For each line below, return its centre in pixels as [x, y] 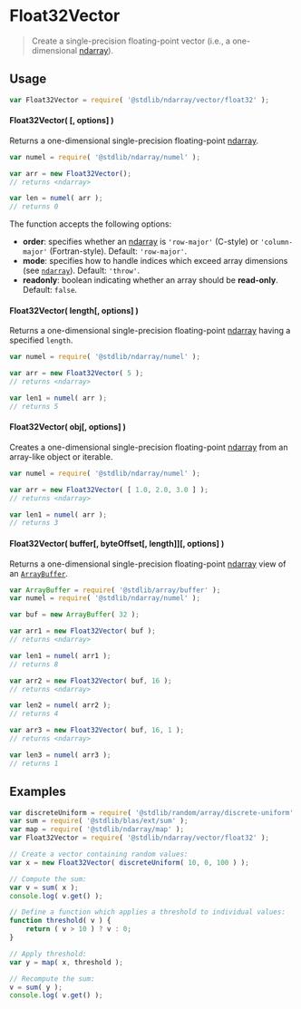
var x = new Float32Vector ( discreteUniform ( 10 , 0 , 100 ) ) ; [129, 862]
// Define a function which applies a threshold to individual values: [147, 912]
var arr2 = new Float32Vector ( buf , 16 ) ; [91, 681]
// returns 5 [34, 406]
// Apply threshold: [49, 954]
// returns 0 [34, 207]
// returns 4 [34, 714]
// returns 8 [34, 664]
